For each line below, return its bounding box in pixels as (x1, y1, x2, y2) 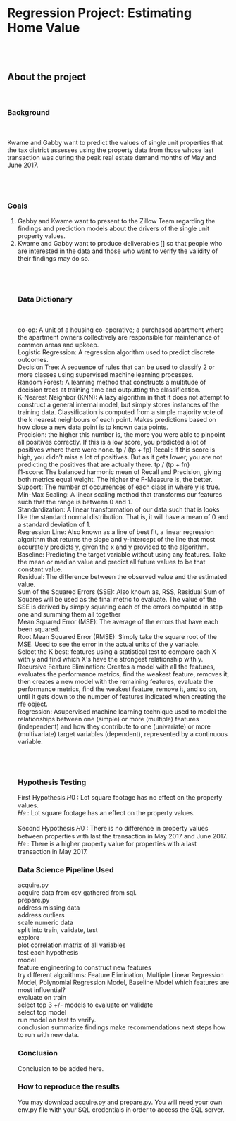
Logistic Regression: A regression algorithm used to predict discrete (17, 347, 215, 357)
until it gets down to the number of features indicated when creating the (17, 692, 227, 700)
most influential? (17, 986, 66, 994)
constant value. (17, 565, 63, 574)
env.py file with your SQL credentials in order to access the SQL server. (17, 1105, 225, 1114)
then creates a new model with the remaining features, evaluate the (17, 677, 213, 686)
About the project (7, 71, 87, 83)
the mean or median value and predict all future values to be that (17, 557, 206, 566)
